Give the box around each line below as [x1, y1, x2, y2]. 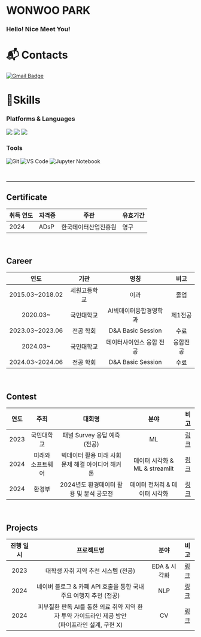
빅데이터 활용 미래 [61, 451, 109, 459]
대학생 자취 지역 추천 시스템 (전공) [45, 567, 136, 575]
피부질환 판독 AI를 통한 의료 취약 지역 [38, 603, 136, 611]
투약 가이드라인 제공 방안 [60, 612, 127, 620]
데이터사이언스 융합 [106, 338, 157, 347]
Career [6, 256, 33, 266]
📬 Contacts [6, 49, 68, 62]
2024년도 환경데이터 [59, 480, 116, 489]
